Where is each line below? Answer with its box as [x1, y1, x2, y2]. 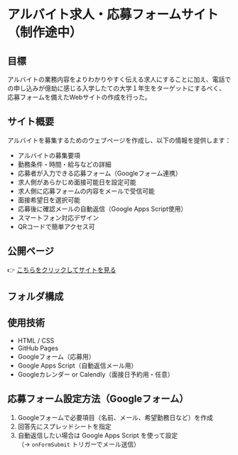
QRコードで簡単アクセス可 [17, 222, 95, 231]
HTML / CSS [17, 336, 55, 345]
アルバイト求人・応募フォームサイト [7, 6, 219, 23]
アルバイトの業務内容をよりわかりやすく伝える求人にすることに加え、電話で [7, 75, 232, 83]
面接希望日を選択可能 [17, 195, 80, 204]
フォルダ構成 [7, 291, 64, 303]
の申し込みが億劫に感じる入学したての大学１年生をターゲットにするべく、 [7, 84, 226, 93]
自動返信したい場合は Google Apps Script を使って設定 [17, 431, 178, 439]
